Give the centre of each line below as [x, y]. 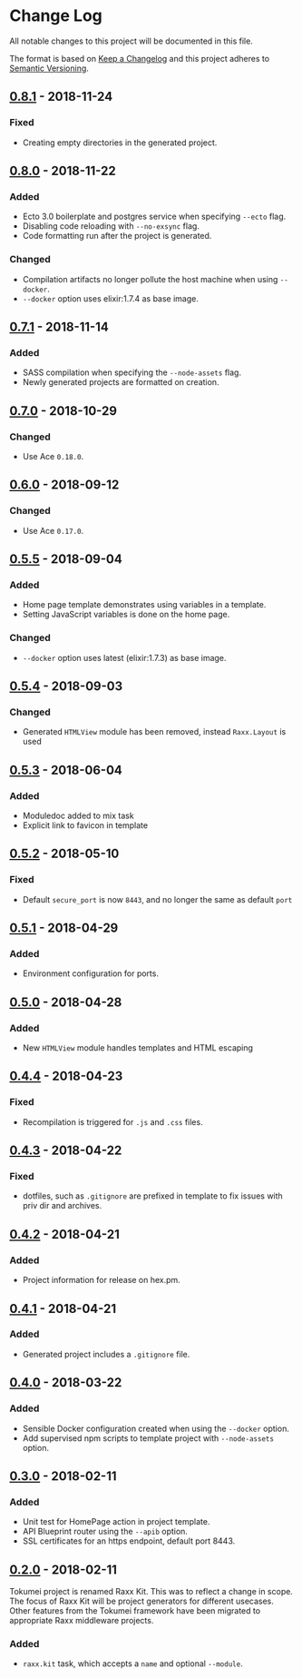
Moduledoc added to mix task [78, 816]
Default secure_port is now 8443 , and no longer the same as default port [157, 899]
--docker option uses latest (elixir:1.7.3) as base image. [124, 657]
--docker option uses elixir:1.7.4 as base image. [111, 298]
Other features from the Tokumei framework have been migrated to [135, 1611]
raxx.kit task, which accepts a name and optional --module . [132, 1663]
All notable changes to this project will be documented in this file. [132, 41]
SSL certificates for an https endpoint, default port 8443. [129, 1541]
